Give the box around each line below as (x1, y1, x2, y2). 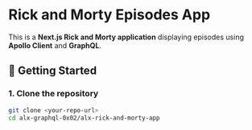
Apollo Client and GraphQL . (8, 40, 102, 50)
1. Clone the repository (8, 88, 99, 100)
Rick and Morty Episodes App (8, 6, 211, 24)
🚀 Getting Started (8, 64, 97, 78)
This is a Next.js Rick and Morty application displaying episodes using (8, 32, 244, 42)
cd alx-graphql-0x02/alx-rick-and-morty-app (8, 114, 160, 122)
